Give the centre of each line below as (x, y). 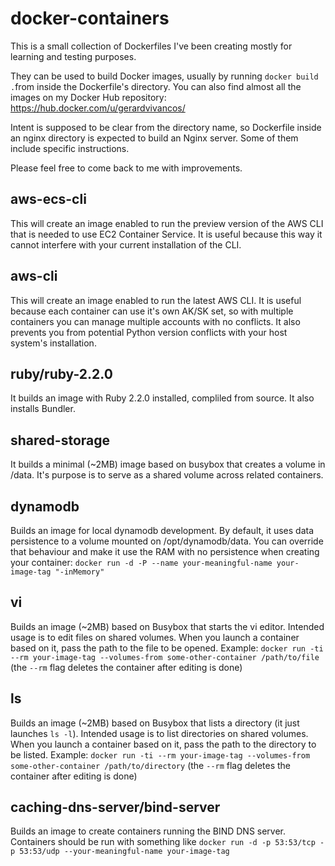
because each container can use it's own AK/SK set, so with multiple (152, 311)
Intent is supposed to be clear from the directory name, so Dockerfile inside (166, 127)
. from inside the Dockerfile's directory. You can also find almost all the (156, 86)
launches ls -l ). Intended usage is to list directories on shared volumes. (159, 733)
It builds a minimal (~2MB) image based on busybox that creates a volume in (168, 464)
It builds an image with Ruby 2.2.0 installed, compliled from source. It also (162, 398)
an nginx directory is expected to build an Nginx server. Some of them (154, 138)
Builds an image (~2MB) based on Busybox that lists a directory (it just (155, 723)
